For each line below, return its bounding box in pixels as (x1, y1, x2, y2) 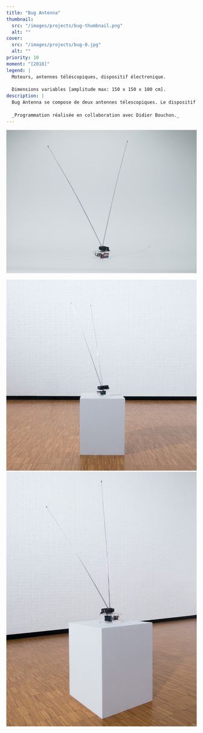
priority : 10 (6, 55, 39, 61)
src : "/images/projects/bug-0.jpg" (11, 42, 101, 48)
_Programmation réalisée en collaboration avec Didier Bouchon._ (11, 112, 180, 118)
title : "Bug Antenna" (6, 10, 61, 16)
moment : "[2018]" (6, 61, 50, 67)
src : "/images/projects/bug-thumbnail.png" (11, 22, 123, 28)
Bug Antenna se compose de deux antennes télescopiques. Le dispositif (11, 99, 196, 105)
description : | (6, 93, 45, 99)
